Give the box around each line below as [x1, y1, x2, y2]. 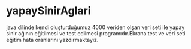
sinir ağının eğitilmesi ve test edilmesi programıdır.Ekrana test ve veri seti [6, 30, 186, 37]
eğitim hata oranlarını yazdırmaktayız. [6, 36, 99, 43]
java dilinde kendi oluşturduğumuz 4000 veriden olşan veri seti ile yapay [6, 24, 185, 31]
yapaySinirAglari [6, 4, 91, 18]
